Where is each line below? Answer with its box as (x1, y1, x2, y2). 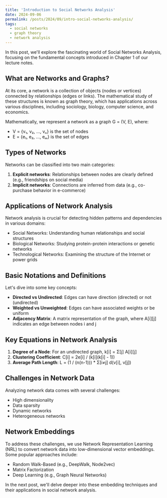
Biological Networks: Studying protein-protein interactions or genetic (12, 241, 155, 247)
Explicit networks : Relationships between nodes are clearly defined (12, 171, 153, 177)
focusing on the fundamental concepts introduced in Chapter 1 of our (5, 54, 148, 60)
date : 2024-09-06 (5, 12, 42, 17)
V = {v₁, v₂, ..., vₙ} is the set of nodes (12, 128, 89, 134)
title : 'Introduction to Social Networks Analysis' (5, 7, 115, 13)
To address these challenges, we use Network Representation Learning (5, 441, 153, 447)
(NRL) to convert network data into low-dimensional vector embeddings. (5, 446, 155, 452)
